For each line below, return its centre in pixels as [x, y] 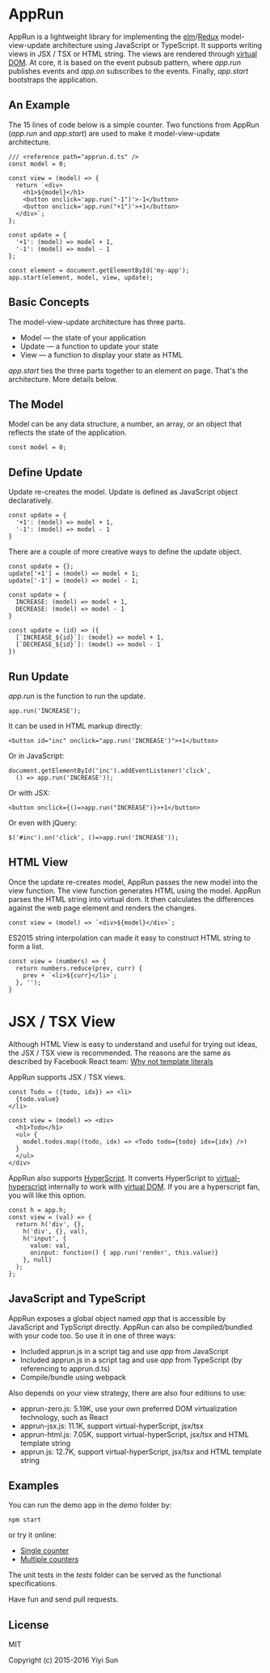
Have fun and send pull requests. [63, 1599]
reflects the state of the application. [68, 433]
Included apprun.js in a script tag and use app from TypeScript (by [131, 1360]
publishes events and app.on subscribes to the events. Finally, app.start [129, 71]
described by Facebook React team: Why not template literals [111, 1061]
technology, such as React [64, 1417]
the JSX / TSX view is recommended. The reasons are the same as [120, 1053]
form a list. [26, 946]
